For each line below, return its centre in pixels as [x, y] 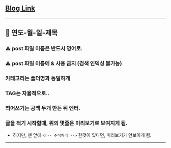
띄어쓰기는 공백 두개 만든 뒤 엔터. [43, 108]
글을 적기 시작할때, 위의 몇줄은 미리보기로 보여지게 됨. [66, 123]
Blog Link [20, 8]
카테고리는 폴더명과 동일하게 [38, 78]
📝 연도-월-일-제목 [32, 33]
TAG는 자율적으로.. [27, 93]
